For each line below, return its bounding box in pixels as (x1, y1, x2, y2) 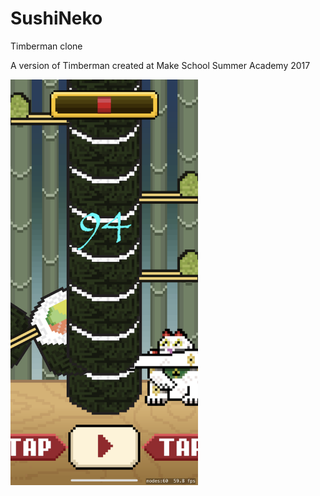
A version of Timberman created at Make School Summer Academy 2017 (10, 59, 311, 71)
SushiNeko (10, 7, 103, 30)
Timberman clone (10, 40, 83, 52)
